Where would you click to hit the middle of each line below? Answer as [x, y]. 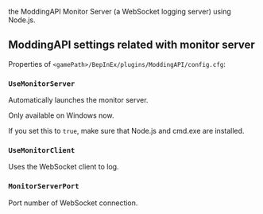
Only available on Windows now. [61, 115]
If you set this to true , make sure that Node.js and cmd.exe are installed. [126, 131]
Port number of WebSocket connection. [73, 203]
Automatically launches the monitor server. [78, 100]
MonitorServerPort [44, 187]
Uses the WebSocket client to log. [64, 167]
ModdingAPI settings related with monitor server [132, 45]
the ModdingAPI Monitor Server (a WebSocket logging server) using [120, 12]
